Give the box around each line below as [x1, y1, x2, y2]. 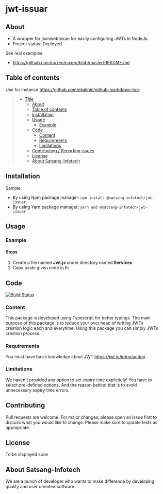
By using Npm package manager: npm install [12, 194, 105, 200]
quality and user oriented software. [5, 484, 76, 490]
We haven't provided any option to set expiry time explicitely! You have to [5, 377, 152, 383]
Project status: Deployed [12, 41, 62, 47]
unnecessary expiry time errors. [5, 387, 69, 393]
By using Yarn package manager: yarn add [12, 204, 98, 210]
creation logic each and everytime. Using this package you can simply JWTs [5, 325, 158, 331]
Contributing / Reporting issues [32, 147, 95, 154]
